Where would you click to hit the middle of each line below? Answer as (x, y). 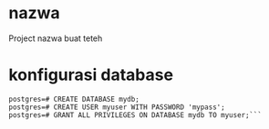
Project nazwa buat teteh (56, 38)
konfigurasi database (91, 75)
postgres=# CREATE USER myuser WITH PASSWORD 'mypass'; (117, 107)
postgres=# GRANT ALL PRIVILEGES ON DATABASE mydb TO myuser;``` (135, 115)
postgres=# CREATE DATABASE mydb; (74, 99)
